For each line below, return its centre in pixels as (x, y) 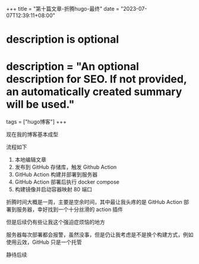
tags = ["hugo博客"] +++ (37, 122)
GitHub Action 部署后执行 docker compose (67, 182)
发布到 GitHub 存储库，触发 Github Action (66, 167)
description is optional (63, 40)
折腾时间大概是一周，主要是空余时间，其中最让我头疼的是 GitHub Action (94, 202)
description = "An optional (73, 67)
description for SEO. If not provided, (97, 79)
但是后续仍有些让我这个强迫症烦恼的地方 (56, 222)
